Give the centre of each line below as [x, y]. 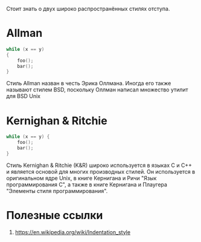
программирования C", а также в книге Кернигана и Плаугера [87, 185]
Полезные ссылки [55, 215]
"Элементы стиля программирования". [57, 191]
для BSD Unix [24, 96]
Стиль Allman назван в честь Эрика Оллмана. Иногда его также [89, 83]
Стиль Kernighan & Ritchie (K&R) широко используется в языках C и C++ [99, 165]
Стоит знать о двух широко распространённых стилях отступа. [88, 9]
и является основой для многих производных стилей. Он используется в [101, 171]
